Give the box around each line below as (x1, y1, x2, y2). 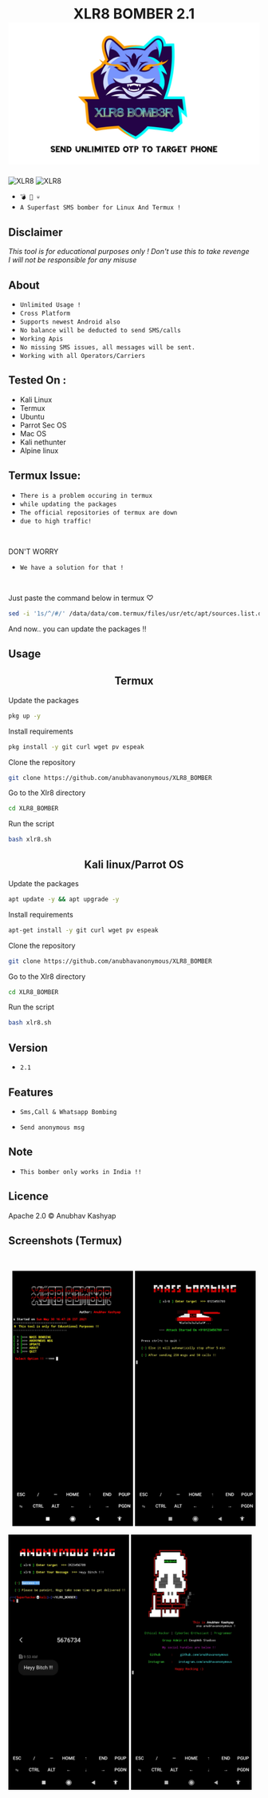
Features (8, 1085, 53, 1099)
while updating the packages (19, 500, 117, 508)
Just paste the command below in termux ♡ (8, 593, 154, 603)
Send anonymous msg (19, 1124, 85, 1132)
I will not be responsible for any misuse (8, 255, 137, 265)
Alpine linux (19, 445, 59, 455)
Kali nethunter (19, 437, 66, 447)
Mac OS (19, 428, 46, 438)
